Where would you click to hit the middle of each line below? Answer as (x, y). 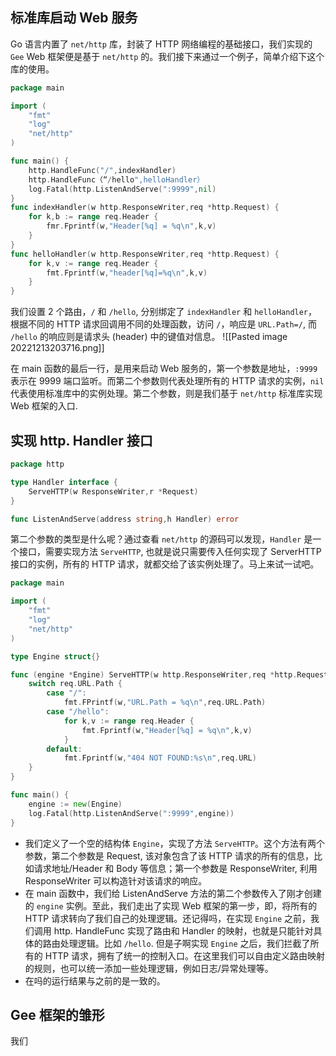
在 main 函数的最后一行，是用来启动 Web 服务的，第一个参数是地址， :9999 (164, 369)
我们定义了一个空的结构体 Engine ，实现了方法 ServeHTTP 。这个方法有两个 (175, 843)
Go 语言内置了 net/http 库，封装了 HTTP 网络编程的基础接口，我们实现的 (161, 44)
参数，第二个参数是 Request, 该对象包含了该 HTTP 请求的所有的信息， (169, 855)
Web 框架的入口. (44, 406)
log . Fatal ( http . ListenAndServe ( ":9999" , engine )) (131, 813)
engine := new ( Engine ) (75, 804)
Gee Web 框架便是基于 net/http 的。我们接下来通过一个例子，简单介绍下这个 (167, 56)
